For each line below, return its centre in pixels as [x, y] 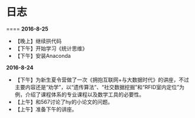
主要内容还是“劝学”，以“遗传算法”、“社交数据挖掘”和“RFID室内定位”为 [100, 87]
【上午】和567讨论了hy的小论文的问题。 [64, 101]
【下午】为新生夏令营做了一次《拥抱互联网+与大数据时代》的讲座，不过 [102, 80]
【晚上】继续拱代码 [38, 41]
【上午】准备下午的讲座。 [46, 109]
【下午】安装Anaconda [43, 55]
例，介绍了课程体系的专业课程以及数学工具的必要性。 [79, 94]
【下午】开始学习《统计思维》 [51, 48]
